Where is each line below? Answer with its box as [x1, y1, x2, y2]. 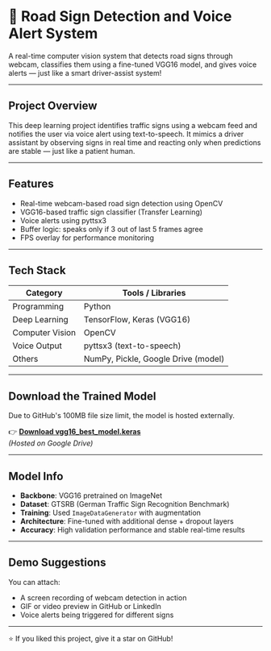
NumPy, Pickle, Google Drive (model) [83, 354, 225, 365]
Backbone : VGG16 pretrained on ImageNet [19, 491, 163, 500]
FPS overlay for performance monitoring [19, 233, 155, 243]
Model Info [8, 469, 64, 483]
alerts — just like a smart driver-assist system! [8, 68, 162, 77]
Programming [12, 301, 65, 313]
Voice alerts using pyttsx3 [19, 215, 107, 225]
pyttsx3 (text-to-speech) [83, 340, 181, 351]
